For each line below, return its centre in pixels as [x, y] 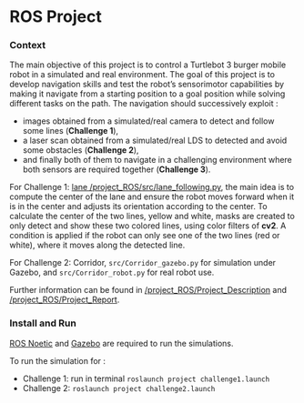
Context [28, 45]
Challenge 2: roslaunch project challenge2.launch [119, 388]
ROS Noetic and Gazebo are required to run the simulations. [122, 343]
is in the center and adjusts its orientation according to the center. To [138, 207]
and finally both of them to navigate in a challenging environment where [157, 160]
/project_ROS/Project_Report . [65, 300]
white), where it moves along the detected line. [97, 245]
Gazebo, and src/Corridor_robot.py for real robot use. [112, 272]
